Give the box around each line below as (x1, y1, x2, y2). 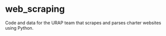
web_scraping (5, 3, 65, 15)
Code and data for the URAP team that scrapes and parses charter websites (5, 20, 162, 26)
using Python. (5, 25, 34, 31)
